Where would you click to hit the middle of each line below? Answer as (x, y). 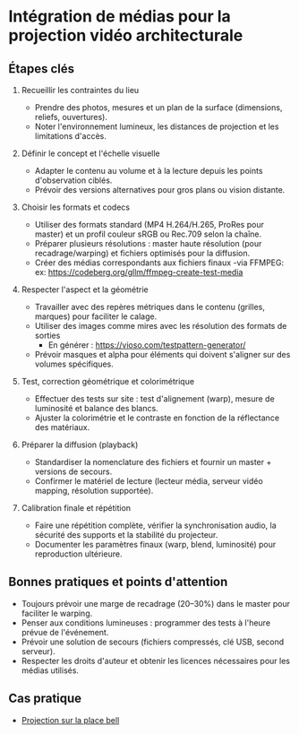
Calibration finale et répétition (76, 508)
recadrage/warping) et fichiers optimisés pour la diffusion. (142, 253)
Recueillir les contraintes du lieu (80, 90)
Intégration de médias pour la (120, 17)
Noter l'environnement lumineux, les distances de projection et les (157, 126)
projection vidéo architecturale (126, 35)
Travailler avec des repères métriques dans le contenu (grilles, (149, 307)
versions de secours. (73, 471)
